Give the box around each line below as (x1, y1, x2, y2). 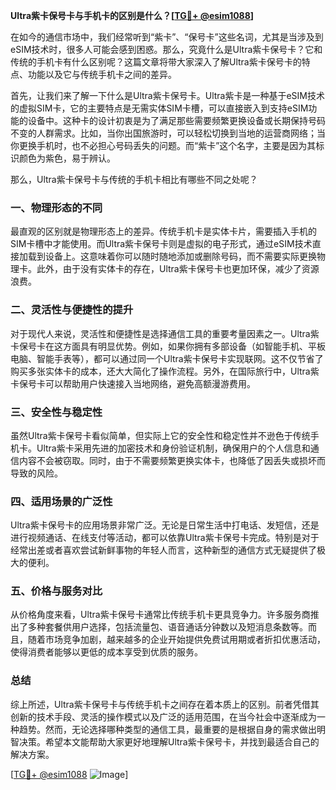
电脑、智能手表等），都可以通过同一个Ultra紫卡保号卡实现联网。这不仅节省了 (10, 352, 324, 364)
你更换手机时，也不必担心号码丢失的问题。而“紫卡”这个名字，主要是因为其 (10, 140, 317, 151)
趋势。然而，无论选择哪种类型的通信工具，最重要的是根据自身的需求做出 (18, 723, 317, 735)
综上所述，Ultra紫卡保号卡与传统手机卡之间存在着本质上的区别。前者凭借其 (10, 698, 320, 710)
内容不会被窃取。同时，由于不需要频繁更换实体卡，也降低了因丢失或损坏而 (18, 454, 326, 466)
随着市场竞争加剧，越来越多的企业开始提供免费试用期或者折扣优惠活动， (27, 634, 326, 646)
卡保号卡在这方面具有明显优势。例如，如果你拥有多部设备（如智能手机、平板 (10, 340, 326, 352)
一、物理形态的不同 (10, 200, 103, 214)
